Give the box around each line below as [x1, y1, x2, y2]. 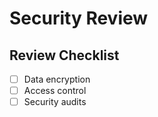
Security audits [23, 96, 87, 108]
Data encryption [23, 73, 91, 85]
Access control [23, 85, 87, 97]
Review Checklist [9, 47, 120, 64]
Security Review [9, 7, 149, 30]
